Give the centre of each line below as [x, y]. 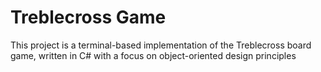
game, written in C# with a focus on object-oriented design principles [153, 55]
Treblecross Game [88, 17]
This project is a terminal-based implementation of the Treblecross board [161, 45]
